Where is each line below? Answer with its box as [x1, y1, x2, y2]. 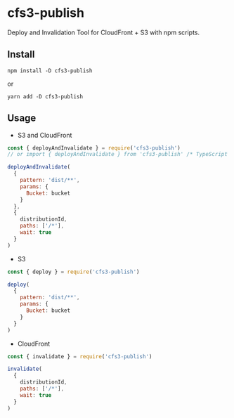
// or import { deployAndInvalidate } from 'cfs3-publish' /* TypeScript [7, 151, 228, 158]
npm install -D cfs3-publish [7, 67, 93, 74]
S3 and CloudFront [17, 131, 72, 139]
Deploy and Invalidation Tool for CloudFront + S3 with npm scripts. [7, 28, 200, 37]
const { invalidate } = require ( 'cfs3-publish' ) [7, 353, 152, 360]
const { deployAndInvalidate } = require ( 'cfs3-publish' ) [7, 144, 181, 152]
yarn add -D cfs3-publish [7, 93, 83, 100]
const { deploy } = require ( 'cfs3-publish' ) [7, 268, 140, 275]
